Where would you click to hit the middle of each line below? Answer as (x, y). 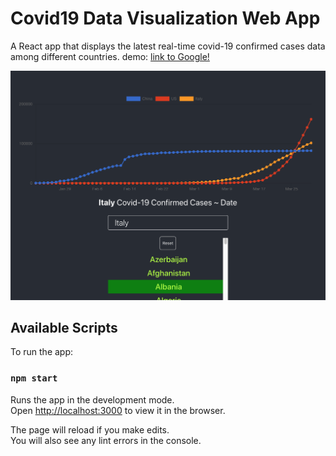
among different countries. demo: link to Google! (110, 56)
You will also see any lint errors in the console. (106, 440)
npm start (34, 378)
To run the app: (42, 352)
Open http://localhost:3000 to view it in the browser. (118, 410)
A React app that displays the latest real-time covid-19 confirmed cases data (168, 46)
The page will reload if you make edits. (90, 429)
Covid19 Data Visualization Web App (165, 18)
